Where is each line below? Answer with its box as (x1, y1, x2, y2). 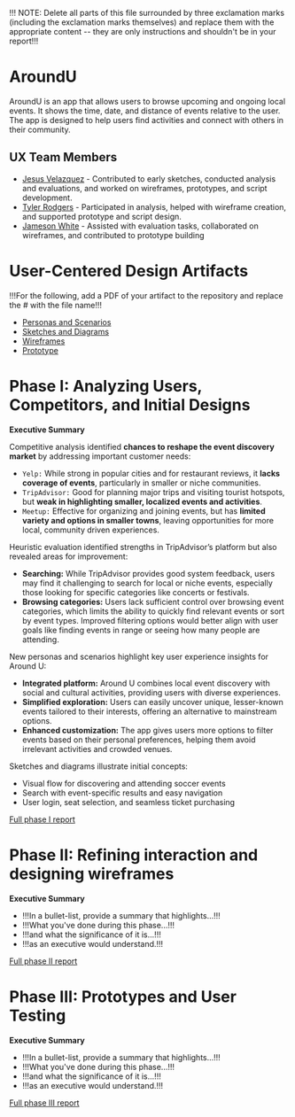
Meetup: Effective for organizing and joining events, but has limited (21, 505, 266, 516)
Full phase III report (9, 1098, 80, 1108)
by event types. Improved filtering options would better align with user (21, 615, 279, 625)
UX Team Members (9, 150, 118, 165)
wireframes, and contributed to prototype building (21, 229, 206, 240)
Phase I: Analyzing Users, (9, 376, 202, 396)
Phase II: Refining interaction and (9, 845, 259, 865)
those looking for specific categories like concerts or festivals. (21, 586, 250, 597)
